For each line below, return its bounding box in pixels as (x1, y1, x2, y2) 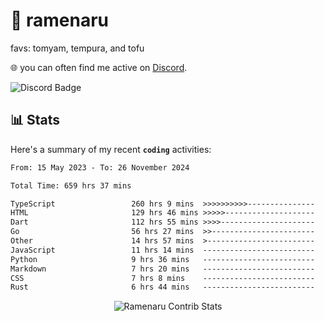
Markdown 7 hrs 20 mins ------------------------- (10, 264, 315, 274)
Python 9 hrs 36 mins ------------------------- (10, 254, 315, 264)
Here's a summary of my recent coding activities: (10, 143, 212, 155)
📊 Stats (10, 112, 61, 129)
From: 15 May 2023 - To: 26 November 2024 (10, 162, 190, 173)
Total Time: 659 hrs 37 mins (10, 180, 132, 191)
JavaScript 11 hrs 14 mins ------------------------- (10, 245, 315, 255)
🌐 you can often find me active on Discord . (10, 61, 188, 73)
